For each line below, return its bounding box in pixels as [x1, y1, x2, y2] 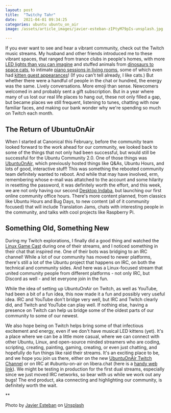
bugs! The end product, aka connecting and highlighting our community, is [5, 377, 162, 383]
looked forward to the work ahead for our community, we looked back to [5, 144, 158, 150]
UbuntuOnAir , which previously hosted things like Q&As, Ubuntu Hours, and [5, 160, 164, 166]
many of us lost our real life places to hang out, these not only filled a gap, [5, 94, 161, 100]
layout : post [5, 7, 33, 13]
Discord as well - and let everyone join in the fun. [5, 276, 109, 282]
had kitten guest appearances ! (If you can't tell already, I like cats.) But [5, 72, 154, 78]
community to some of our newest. [5, 312, 79, 318]
